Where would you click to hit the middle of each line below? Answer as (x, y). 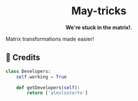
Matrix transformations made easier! (50, 39)
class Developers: (28, 71)
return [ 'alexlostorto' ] (57, 93)
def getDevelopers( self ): (48, 87)
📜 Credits (23, 58)
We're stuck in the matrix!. (99, 27)
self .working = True (41, 77)
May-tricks (99, 11)
